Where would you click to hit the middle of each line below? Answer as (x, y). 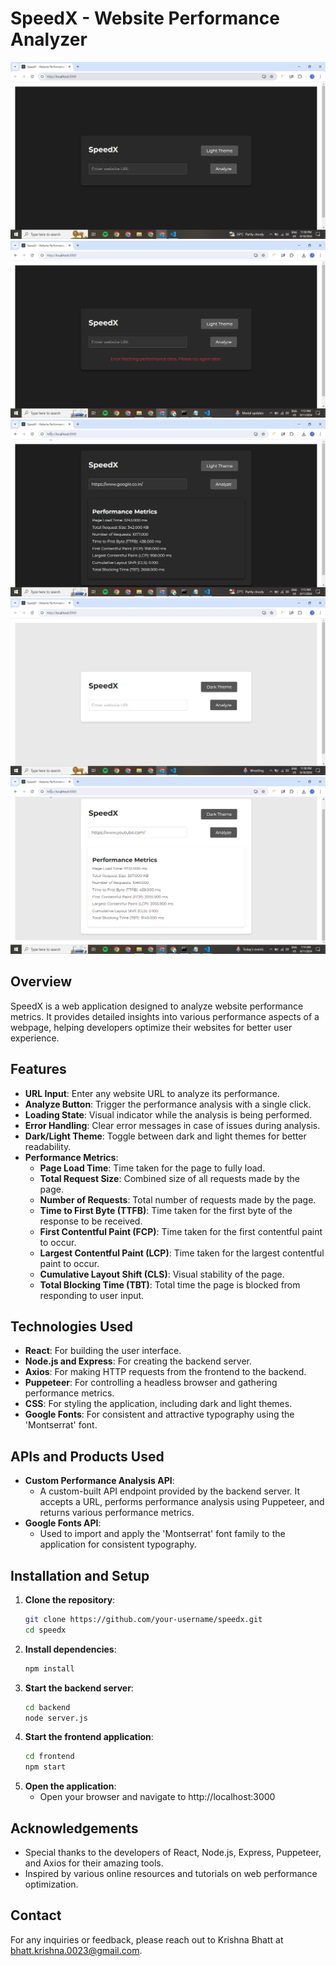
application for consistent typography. (118, 1544)
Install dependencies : (70, 1649)
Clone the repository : (70, 1600)
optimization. (51, 1884)
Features (38, 1069)
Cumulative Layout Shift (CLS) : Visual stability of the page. (162, 1274)
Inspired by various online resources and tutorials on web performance (171, 1873)
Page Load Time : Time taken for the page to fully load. (152, 1168)
